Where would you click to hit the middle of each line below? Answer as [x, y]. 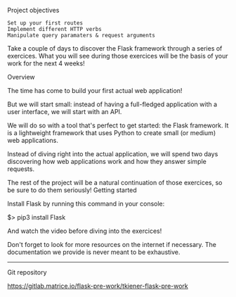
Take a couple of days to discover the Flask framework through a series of [115, 48]
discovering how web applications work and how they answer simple [107, 162]
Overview [21, 77]
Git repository [27, 272]
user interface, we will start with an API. [65, 112]
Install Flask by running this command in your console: [86, 204]
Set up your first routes [45, 23]
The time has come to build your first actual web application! [95, 90]
